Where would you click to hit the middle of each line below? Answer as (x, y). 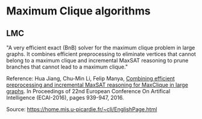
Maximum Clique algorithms (78, 11)
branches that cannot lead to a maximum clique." (67, 67)
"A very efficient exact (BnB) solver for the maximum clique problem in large (101, 47)
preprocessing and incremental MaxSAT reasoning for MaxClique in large (97, 85)
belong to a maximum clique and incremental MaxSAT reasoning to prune (97, 60)
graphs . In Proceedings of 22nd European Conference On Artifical (88, 91)
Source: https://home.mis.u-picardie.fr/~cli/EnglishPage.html (82, 109)
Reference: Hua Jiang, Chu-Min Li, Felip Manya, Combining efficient (90, 78)
